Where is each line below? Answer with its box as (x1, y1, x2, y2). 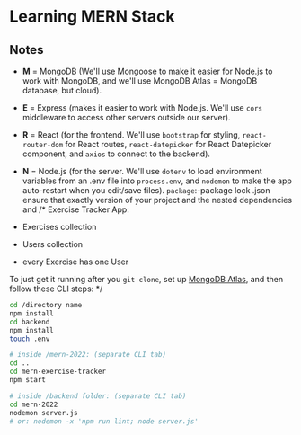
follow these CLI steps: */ (9, 283, 103, 294)
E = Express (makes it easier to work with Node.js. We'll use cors (22, 102, 263, 113)
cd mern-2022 (9, 400, 58, 409)
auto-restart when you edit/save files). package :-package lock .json (22, 185, 270, 195)
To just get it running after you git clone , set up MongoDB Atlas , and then (9, 274, 284, 284)
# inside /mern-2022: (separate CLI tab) (9, 351, 167, 360)
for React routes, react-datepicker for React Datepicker (65, 139, 272, 149)
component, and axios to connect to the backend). (22, 148, 211, 159)
